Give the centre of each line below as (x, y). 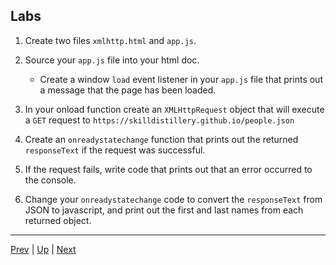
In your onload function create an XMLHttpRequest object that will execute (174, 109)
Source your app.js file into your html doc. (112, 60)
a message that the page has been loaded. (128, 90)
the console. (50, 180)
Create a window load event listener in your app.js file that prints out (181, 79)
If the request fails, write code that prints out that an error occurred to (168, 169)
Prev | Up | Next (43, 249)
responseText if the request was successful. (115, 150)
